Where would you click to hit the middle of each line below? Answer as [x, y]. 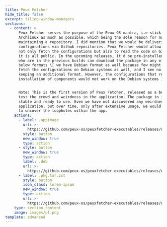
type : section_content [38, 208]
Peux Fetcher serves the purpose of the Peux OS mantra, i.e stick [90, 33]
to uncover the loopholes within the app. [63, 111]
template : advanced [25, 217]
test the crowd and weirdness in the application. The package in [88, 97]
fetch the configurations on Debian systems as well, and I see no [90, 70]
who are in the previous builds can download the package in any [87, 61]
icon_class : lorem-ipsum [49, 185]
